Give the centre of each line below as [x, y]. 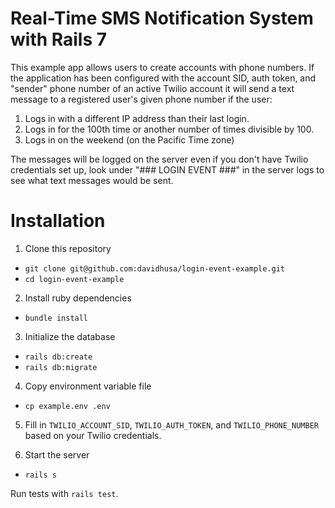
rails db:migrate [61, 367]
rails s [40, 475]
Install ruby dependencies [78, 298]
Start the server [57, 454]
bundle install [56, 318]
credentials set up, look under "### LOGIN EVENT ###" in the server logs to [167, 169]
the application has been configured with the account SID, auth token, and [163, 78]
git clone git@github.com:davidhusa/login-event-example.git [155, 268]
